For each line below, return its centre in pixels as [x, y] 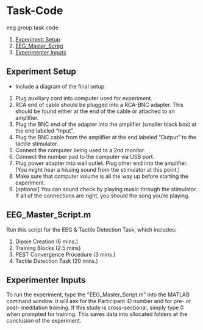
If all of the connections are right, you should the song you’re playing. [102, 196]
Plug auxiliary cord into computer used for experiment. [84, 98]
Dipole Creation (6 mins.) [46, 241]
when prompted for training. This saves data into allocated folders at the [97, 314]
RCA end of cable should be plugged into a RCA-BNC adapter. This [99, 105]
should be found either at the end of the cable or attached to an [95, 111]
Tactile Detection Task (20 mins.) [57, 261]
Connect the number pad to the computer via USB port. [85, 156]
